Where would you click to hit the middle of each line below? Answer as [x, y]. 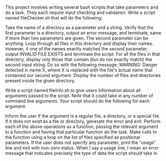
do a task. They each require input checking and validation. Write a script [80, 12]
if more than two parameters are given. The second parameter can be [77, 38]
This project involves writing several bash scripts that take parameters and [82, 7]
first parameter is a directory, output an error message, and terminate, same [83, 33]
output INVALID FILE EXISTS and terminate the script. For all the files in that [83, 54]
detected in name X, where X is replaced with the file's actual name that [79, 70]
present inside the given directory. [40, 80]
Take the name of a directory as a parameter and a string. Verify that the [79, 27]
